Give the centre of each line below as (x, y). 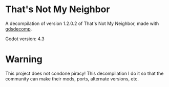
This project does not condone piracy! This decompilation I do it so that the (84, 73)
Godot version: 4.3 (25, 39)
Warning (24, 59)
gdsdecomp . (19, 28)
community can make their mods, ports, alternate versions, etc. (72, 79)
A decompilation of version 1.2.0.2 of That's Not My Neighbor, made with (82, 23)
